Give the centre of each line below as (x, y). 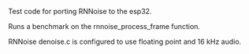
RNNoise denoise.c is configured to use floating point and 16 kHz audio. (125, 41)
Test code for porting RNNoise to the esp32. (80, 11)
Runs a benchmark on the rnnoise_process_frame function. (104, 26)
